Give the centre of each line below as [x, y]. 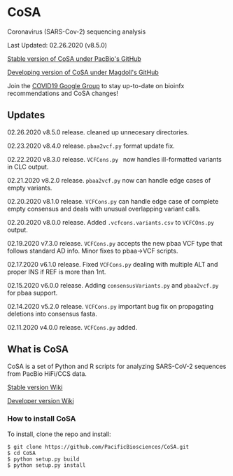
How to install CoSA [42, 419]
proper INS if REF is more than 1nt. [57, 272]
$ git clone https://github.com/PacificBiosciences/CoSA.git [98, 447]
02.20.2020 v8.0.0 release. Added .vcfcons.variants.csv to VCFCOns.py [111, 222]
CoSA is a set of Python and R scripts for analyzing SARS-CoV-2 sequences [117, 366]
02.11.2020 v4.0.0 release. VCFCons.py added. [72, 327]
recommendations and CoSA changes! [63, 93]
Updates [26, 115]
